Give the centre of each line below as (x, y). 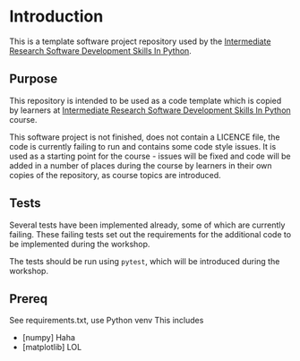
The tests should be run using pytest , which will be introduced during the (145, 261)
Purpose (34, 79)
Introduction (56, 17)
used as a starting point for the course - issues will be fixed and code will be (150, 156)
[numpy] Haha (49, 338)
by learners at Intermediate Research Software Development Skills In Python (150, 110)
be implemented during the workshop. (80, 244)
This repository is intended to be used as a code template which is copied (146, 100)
